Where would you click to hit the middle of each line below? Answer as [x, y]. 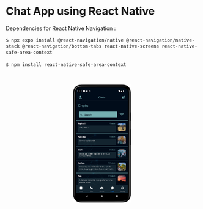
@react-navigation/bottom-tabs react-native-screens [90, 46]
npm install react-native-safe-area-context [69, 64]
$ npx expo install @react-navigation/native [65, 40]
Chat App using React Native [80, 11]
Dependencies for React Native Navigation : [61, 28]
